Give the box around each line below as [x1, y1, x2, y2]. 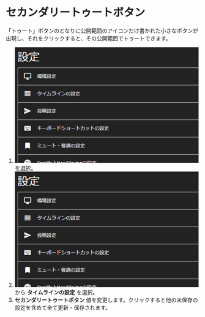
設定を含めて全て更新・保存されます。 [14, 304, 111, 311]
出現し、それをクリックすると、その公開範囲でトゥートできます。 [6, 34, 172, 42]
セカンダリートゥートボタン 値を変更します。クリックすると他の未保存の [14, 296, 198, 304]
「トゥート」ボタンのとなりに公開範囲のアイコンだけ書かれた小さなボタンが [6, 27, 198, 34]
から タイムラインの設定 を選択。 [14, 288, 99, 296]
